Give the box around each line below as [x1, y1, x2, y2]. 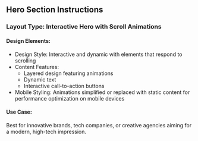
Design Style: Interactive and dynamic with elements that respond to [14, 51, 183, 58]
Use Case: [6, 108, 33, 115]
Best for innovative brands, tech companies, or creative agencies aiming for [6, 121, 192, 129]
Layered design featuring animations [23, 70, 114, 77]
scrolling [14, 57, 36, 64]
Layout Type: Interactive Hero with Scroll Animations [6, 23, 162, 31]
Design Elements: [6, 37, 51, 44]
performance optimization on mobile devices [14, 95, 125, 102]
